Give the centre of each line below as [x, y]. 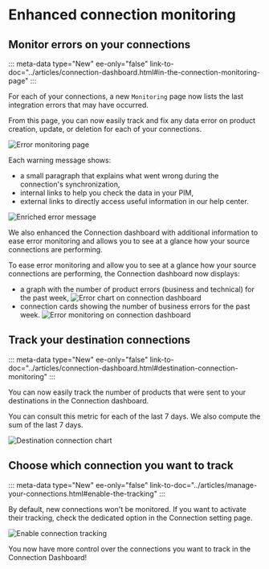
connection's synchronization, [70, 184]
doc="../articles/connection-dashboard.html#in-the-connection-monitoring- [134, 72]
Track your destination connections [100, 340]
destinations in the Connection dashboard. [79, 400]
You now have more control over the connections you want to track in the [130, 549]
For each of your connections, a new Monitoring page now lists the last [126, 96]
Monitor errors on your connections [100, 45]
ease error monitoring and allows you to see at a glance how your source [129, 241]
